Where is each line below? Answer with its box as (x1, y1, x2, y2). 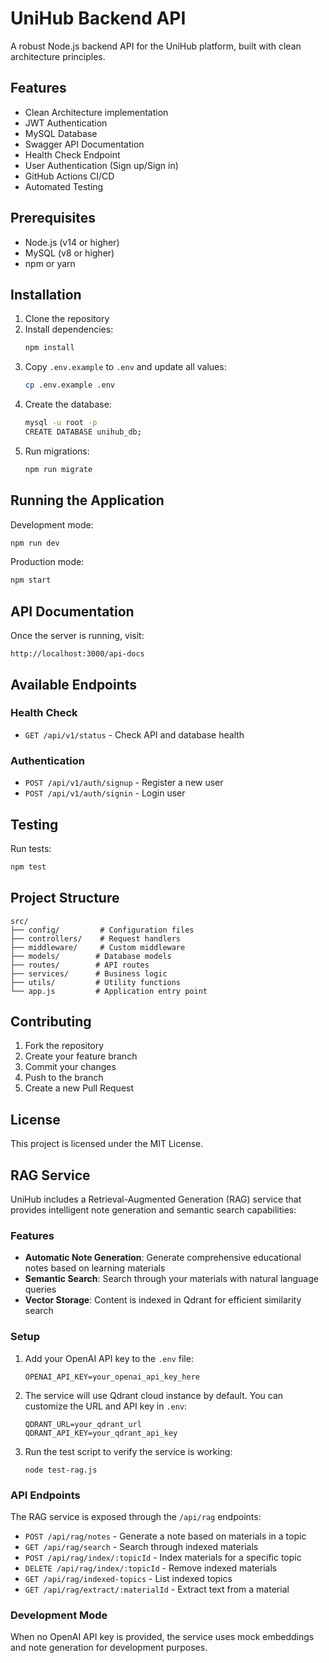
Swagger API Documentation (24, 138, 145, 150)
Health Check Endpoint (24, 148, 121, 161)
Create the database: (24, 398, 112, 411)
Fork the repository (24, 1040, 105, 1052)
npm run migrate (24, 464, 93, 474)
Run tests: (10, 842, 52, 854)
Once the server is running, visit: (10, 630, 145, 642)
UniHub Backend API (10, 7, 187, 30)
